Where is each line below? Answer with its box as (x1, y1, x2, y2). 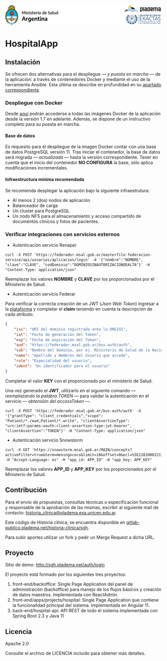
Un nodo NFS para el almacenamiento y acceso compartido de (12, 213, 142, 219)
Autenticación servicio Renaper (12, 242, 77, 248)
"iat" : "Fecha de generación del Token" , (14, 332, 101, 337)
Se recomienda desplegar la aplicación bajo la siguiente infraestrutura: (5, 187, 150, 193)
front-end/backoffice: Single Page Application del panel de (12, 581, 133, 587)
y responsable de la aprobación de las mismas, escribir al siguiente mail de (5, 504, 159, 510)
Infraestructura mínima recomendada (5, 176, 84, 182)
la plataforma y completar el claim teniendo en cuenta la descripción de (5, 306, 153, 312)
